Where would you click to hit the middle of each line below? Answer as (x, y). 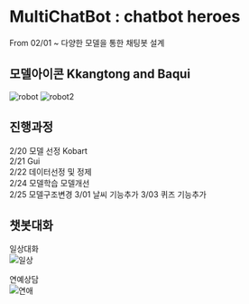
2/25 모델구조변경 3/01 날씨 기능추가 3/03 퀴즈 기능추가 (108, 194)
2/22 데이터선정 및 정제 (51, 171)
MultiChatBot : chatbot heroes (125, 17)
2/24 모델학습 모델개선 (50, 183)
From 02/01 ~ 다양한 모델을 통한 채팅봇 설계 (87, 43)
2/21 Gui (25, 161)
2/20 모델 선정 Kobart (49, 150)
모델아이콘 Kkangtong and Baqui (100, 74)
